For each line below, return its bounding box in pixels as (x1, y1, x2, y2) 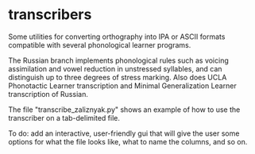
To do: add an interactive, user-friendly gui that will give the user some (8, 129, 240, 138)
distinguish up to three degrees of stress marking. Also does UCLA (8, 72, 227, 82)
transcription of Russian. (8, 89, 89, 98)
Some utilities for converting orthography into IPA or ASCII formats (8, 32, 226, 41)
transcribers (8, 6, 92, 24)
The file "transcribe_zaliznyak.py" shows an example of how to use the (8, 105, 241, 114)
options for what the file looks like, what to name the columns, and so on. (8, 137, 248, 146)
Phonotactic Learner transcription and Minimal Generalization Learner (8, 81, 237, 90)
